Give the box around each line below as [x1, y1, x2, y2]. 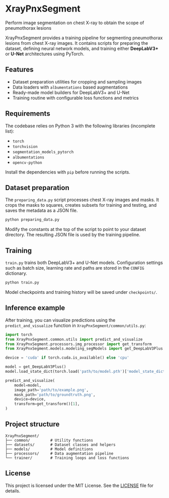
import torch [5, 332, 33, 337]
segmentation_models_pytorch [12, 149, 74, 154]
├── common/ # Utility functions [5, 438, 94, 443]
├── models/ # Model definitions [5, 446, 94, 452]
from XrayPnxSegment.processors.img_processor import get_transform [5, 342, 152, 347]
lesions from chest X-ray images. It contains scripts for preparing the [5, 40, 148, 46]
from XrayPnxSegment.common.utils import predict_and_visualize [5, 337, 143, 342]
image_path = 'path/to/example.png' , [14, 387, 89, 392]
